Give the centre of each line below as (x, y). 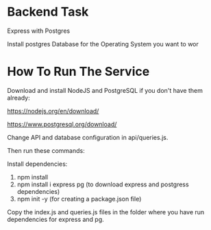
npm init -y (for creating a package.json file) (79, 199)
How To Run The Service (78, 72)
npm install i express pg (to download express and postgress (103, 184)
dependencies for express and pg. (55, 219)
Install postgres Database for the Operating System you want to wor (103, 44)
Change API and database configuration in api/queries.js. (88, 137)
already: (18, 98)
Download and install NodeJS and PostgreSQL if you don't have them (105, 90)
